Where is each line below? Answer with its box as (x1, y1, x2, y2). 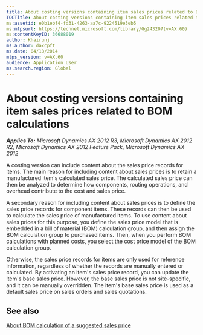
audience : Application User (6, 59, 77, 65)
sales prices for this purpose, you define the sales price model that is (6, 219, 178, 226)
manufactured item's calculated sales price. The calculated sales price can (6, 174, 193, 182)
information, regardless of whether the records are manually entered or (6, 262, 184, 270)
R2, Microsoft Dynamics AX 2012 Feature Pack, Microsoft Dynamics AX (6, 144, 185, 151)
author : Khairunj (6, 37, 50, 43)
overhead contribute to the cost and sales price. (6, 187, 126, 194)
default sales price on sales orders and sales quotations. (6, 288, 147, 296)
